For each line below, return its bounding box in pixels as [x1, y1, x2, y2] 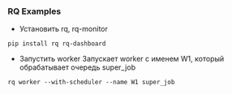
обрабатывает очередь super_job [19, 62, 135, 72]
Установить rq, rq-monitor [19, 24, 109, 34]
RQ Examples [7, 6, 62, 17]
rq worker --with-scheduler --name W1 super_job [7, 79, 175, 87]
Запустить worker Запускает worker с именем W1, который [19, 54, 225, 64]
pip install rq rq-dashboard [7, 40, 106, 48]
